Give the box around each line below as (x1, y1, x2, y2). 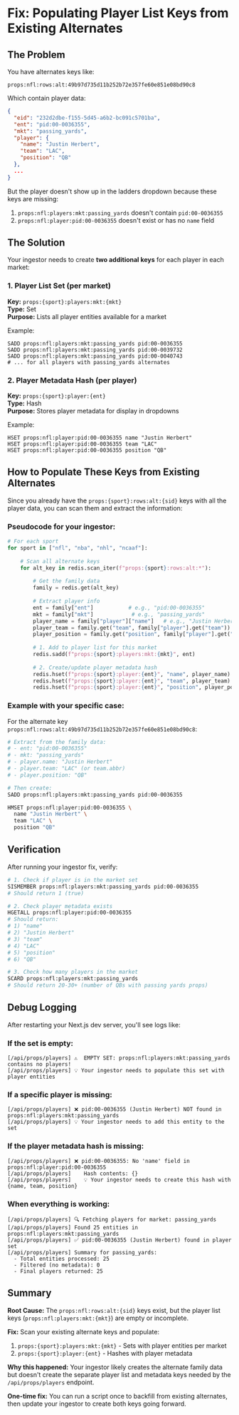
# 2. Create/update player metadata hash (33, 664, 158, 671)
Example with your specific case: (7, 701, 124, 711)
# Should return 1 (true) (7, 890, 84, 897)
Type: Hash (7, 399, 42, 408)
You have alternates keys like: (7, 68, 95, 76)
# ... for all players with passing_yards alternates (7, 358, 171, 366)
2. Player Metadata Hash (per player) (7, 375, 137, 385)
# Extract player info (33, 598, 100, 605)
